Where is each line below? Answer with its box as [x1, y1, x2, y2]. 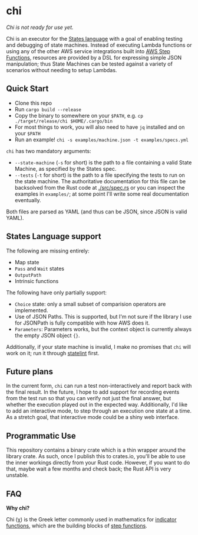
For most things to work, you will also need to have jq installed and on [14, 123, 185, 131]
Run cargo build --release [14, 105, 81, 113]
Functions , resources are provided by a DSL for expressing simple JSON [6, 54, 182, 61]
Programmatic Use [6, 430, 77, 441]
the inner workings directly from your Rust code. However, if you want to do [6, 459, 190, 466]
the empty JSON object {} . [14, 332, 80, 339]
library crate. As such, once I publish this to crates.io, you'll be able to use [6, 453, 186, 460]
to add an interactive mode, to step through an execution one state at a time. [6, 407, 192, 414]
